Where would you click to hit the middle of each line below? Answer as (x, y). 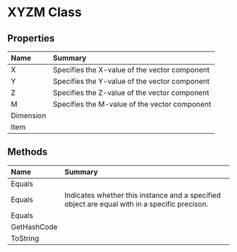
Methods (28, 152)
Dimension (29, 115)
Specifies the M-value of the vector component (132, 104)
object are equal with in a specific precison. (136, 203)
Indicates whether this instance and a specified (142, 195)
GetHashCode (34, 227)
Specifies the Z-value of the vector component (131, 93)
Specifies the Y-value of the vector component (131, 81)
